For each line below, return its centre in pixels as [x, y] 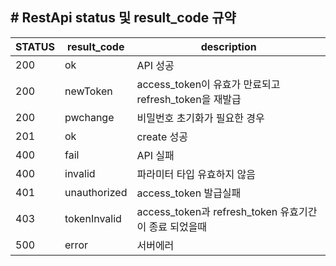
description [228, 46]
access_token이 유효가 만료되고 [208, 84]
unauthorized [96, 192]
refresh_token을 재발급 [189, 99]
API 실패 [155, 155]
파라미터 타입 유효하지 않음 [196, 174]
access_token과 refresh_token [207, 211]
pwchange [89, 117]
